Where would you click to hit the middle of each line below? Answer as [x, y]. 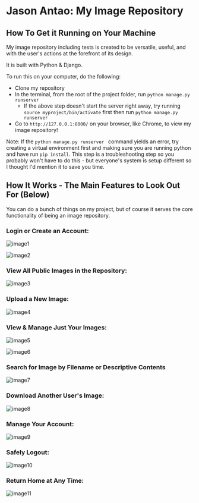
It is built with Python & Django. [45, 65]
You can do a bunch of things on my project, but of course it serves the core [99, 209]
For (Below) [28, 195]
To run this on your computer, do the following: [63, 76]
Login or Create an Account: [48, 231]
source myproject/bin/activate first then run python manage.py [101, 112]
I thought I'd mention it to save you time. [56, 167]
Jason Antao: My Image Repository [95, 11]
